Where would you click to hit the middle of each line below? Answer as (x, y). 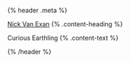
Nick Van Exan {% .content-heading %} (65, 24)
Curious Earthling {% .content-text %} (63, 38)
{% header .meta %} (37, 10)
